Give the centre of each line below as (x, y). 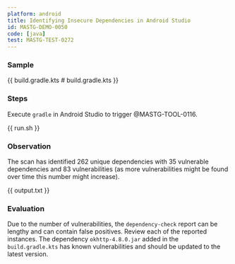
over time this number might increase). (64, 177)
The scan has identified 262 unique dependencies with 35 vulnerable (108, 162)
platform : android (34, 14)
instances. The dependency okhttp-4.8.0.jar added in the (93, 239)
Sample (20, 65)
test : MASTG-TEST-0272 (41, 40)
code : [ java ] (26, 34)
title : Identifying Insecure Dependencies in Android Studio (99, 21)
